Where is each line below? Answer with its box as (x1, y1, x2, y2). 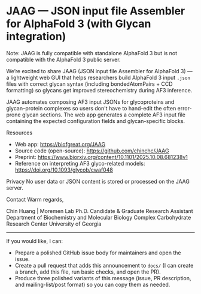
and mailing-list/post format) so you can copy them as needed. (14, 281, 170, 288)
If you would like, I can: (6, 237, 63, 244)
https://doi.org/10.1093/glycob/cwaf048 (14, 166, 114, 173)
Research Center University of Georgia (6, 220, 102, 227)
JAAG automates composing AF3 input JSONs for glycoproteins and (6, 98, 175, 106)
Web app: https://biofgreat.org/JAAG (14, 140, 106, 148)
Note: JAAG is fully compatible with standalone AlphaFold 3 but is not (6, 49, 178, 56)
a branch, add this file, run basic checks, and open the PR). (14, 268, 161, 275)
